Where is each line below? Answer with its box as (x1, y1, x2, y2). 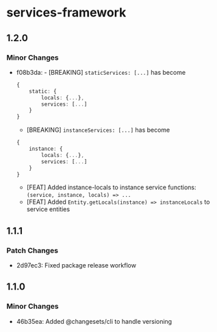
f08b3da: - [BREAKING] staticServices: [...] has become (16, 68, 186, 76)
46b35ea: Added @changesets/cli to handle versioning (16, 317, 173, 325)
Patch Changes (6, 246, 59, 255)
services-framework (6, 5, 127, 21)
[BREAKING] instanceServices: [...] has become (26, 126, 170, 134)
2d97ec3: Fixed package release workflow (16, 261, 136, 270)
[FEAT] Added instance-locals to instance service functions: (26, 183, 196, 191)
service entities (26, 205, 70, 213)
